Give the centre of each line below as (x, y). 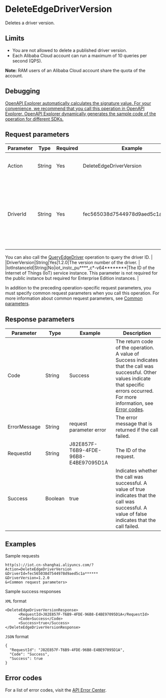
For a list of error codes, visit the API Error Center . (56, 690)
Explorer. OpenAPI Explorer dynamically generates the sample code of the (81, 114)
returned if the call (137, 430)
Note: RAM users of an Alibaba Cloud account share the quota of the (75, 70)
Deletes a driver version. (30, 23)
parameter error (87, 430)
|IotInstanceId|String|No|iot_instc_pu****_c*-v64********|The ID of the (80, 268)
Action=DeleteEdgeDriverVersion (38, 569)
